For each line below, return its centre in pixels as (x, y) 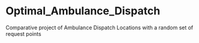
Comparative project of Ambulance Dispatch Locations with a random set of (99, 27)
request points (23, 33)
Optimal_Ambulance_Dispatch (83, 11)
